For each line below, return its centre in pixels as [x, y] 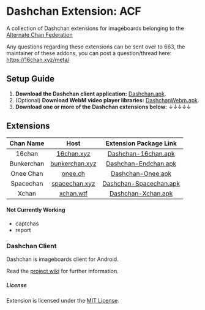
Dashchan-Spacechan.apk [141, 183]
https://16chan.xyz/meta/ [38, 59]
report [23, 230]
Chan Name [27, 143]
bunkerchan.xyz [73, 164]
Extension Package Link [141, 143]
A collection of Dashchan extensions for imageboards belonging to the [95, 28]
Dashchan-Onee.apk [141, 173]
